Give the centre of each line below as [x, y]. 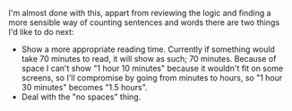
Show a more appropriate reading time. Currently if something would [148, 49]
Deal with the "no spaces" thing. [81, 97]
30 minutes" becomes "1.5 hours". [85, 87]
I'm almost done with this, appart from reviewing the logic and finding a [140, 13]
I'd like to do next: [41, 32]
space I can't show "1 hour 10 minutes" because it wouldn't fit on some [152, 68]
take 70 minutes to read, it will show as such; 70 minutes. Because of [149, 59]
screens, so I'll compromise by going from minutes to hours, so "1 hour [152, 78]
